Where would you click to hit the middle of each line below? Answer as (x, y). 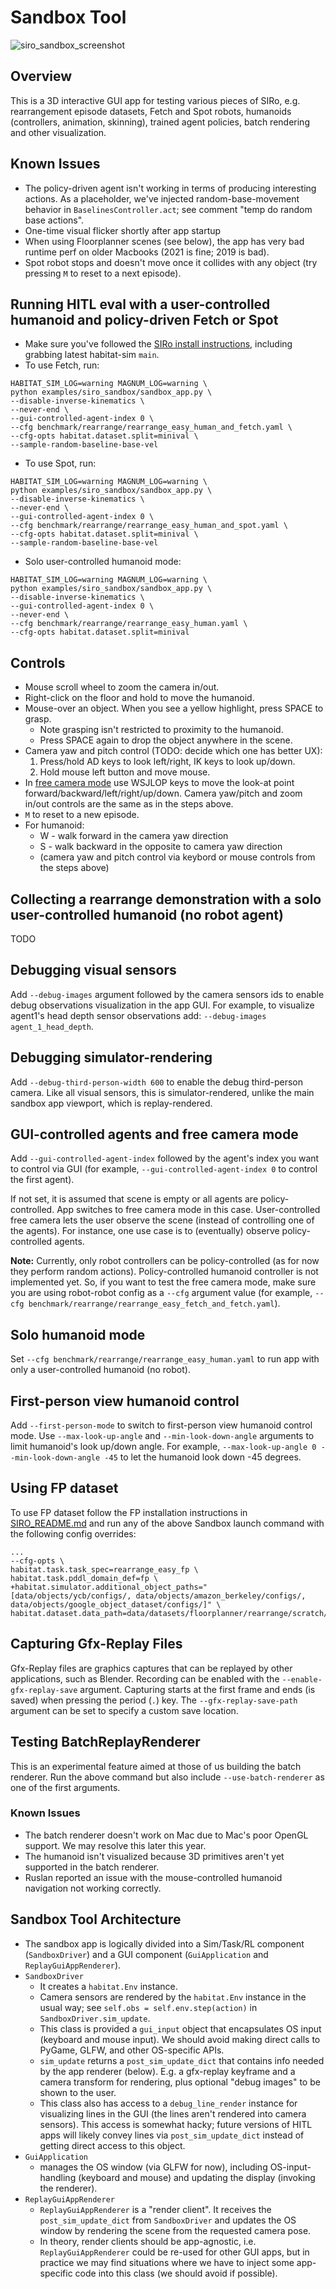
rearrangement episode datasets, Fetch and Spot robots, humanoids (151, 111)
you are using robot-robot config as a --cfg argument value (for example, (161, 1293)
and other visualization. (58, 132)
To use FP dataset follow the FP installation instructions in (129, 1512)
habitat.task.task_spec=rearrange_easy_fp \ (104, 1569)
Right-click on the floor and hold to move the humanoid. (139, 698)
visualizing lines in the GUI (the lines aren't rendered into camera (173, 2113)
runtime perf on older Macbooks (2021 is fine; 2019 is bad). (147, 252)
